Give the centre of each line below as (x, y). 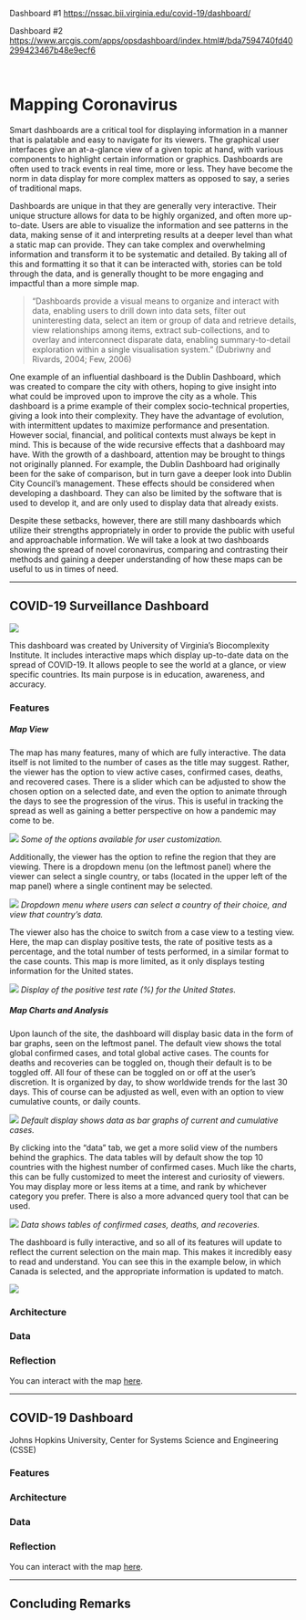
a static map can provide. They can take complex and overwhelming (138, 244)
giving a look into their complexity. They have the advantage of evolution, (147, 415)
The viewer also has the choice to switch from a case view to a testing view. (152, 932)
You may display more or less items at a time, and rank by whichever (138, 1186)
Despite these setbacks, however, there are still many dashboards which (145, 520)
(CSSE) (23, 1449)
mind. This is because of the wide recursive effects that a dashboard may (147, 444)
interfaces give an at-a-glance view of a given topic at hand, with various (147, 149)
